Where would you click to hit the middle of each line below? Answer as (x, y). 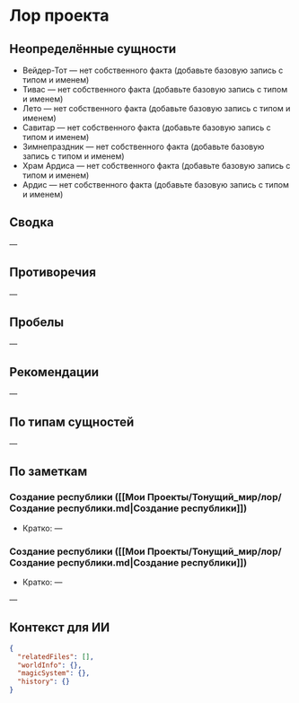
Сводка (31, 222)
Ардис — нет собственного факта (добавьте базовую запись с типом (156, 185)
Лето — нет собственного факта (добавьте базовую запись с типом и (156, 108)
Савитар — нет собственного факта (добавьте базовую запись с (146, 127)
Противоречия (53, 272)
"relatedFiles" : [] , (56, 656)
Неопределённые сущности (93, 49)
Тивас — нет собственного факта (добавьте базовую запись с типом (155, 89)
